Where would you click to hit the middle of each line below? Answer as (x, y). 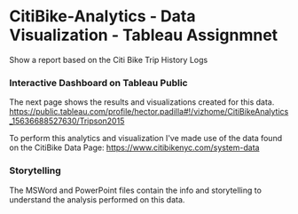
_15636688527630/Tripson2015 (67, 121)
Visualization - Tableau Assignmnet (144, 35)
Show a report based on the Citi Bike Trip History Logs (109, 59)
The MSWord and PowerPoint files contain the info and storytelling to (135, 190)
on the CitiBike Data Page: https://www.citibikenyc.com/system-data (134, 147)
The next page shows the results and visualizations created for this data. (142, 102)
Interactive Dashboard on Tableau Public (98, 83)
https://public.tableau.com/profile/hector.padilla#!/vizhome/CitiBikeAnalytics (149, 112)
